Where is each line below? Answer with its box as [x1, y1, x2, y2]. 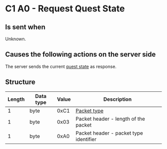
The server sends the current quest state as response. [5, 63, 117, 70]
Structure [5, 78, 36, 86]
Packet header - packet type [75, 130, 143, 137]
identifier [75, 136, 97, 143]
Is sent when [5, 23, 46, 31]
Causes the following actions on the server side [5, 50, 156, 59]
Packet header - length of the [75, 115, 145, 122]
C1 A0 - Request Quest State [5, 3, 125, 14]
